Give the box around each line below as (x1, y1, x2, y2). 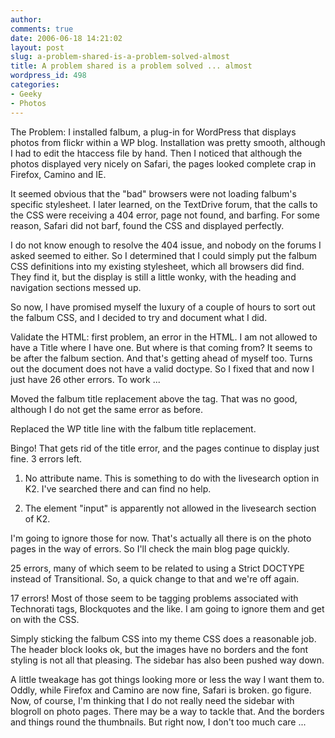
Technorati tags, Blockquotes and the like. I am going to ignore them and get (10, 602, 325, 615)
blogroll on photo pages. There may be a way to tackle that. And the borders (10, 705, 325, 717)
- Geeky (10, 89, 43, 99)
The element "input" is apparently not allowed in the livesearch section (24, 502, 317, 514)
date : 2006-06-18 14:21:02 (10, 33, 123, 43)
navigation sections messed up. (10, 281, 142, 293)
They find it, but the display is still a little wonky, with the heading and (10, 271, 297, 283)
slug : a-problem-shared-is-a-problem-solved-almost (10, 52, 230, 62)
